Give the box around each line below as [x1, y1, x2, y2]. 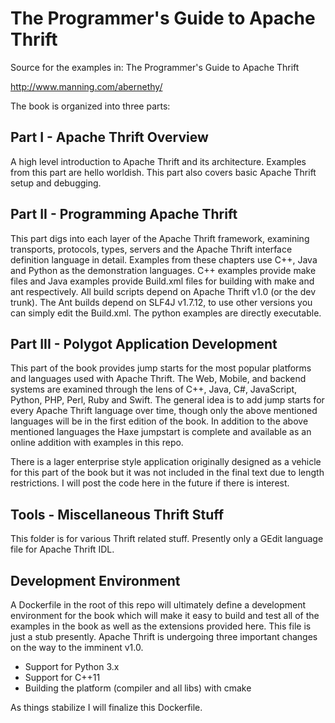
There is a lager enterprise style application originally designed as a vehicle [10, 456, 322, 468]
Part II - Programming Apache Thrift [10, 206, 238, 223]
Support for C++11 [24, 672, 101, 683]
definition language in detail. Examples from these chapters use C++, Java [10, 253, 318, 266]
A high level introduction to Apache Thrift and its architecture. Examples [10, 155, 307, 167]
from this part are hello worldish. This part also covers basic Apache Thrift [10, 166, 317, 178]
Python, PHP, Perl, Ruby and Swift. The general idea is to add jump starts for [10, 394, 325, 406]
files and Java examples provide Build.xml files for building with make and [10, 275, 315, 287]
